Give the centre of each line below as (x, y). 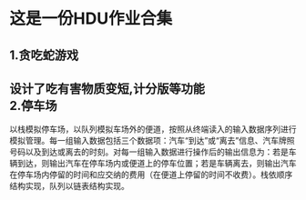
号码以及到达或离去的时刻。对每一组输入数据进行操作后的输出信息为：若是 (149, 152)
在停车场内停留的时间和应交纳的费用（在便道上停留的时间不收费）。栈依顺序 (151, 175)
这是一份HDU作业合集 (91, 19)
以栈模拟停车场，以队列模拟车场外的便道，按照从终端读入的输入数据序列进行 (153, 129)
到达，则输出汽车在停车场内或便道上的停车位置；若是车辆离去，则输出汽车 (157, 164)
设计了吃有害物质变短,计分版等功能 (107, 89)
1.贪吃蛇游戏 (44, 55)
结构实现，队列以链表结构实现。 (69, 186)
